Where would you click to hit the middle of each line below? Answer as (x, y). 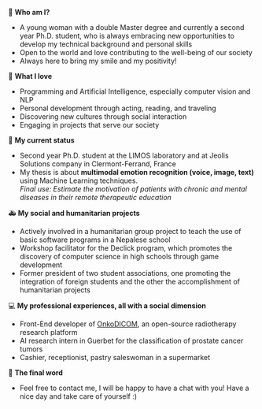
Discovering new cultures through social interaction (103, 117)
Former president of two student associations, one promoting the (125, 273)
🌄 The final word (35, 373)
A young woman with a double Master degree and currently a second (132, 27)
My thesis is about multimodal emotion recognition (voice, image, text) (137, 172)
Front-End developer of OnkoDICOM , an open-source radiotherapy (128, 324)
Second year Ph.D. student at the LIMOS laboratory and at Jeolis (124, 155)
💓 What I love (30, 76)
